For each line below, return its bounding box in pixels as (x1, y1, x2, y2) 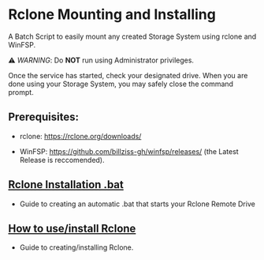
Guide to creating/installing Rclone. (19, 243, 134, 252)
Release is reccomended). (19, 155, 105, 164)
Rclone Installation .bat (8, 178, 124, 191)
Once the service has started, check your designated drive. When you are (8, 70, 248, 80)
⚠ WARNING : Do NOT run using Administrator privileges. (8, 55, 195, 65)
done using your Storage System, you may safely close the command (8, 79, 234, 89)
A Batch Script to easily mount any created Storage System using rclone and (8, 32, 257, 41)
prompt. (8, 87, 34, 96)
